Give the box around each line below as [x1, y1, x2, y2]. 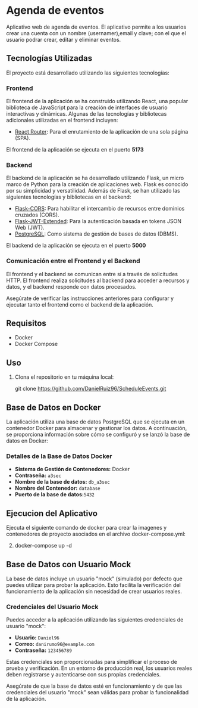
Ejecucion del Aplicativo [6, 508, 98, 518]
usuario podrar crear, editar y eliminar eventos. [6, 36, 121, 43]
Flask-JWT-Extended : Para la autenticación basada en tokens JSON [14, 218, 182, 225]
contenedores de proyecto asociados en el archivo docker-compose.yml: [6, 530, 186, 537]
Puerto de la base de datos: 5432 [14, 491, 95, 498]
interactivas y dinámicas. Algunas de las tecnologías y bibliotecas [6, 110, 167, 118]
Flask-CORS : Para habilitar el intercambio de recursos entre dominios [14, 205, 185, 212]
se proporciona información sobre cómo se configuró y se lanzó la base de [6, 431, 190, 438]
